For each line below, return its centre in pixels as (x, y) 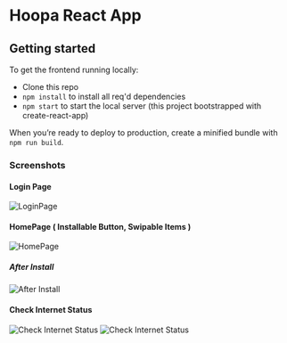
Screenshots (37, 165)
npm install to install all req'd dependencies (104, 96)
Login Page (30, 186)
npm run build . (37, 142)
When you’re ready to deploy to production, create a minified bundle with (143, 133)
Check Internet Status (51, 309)
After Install (32, 266)
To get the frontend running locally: (74, 69)
